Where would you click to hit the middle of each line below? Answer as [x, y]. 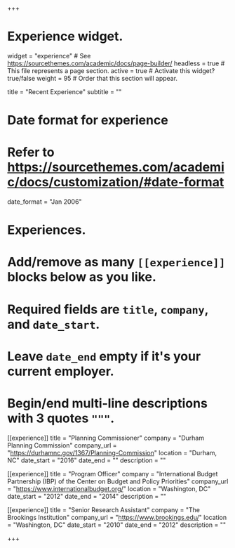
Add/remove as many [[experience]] [116, 262]
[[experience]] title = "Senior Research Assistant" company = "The [103, 509]
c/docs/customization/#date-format [116, 182]
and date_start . [54, 324]
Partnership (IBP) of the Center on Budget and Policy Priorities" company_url [118, 481]
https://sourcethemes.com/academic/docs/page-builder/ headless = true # [116, 63]
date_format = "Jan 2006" [45, 202]
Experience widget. [65, 37]
